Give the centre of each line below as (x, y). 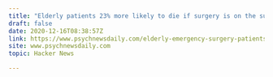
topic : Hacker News (41, 53)
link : (17, 38)
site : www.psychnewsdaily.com (60, 46)
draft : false (30, 24)
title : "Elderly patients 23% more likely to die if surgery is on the (132, 16)
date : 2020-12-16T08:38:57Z (56, 31)
